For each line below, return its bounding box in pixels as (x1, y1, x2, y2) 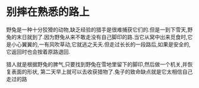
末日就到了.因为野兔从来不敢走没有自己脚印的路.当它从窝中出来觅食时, (16, 33, 188, 40)
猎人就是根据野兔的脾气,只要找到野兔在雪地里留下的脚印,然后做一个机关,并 (6, 60, 188, 68)
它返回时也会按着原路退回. (6, 48, 71, 55)
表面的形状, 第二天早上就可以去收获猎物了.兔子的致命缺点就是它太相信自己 (11, 68, 193, 75)
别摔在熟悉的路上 (6, 5, 90, 19)
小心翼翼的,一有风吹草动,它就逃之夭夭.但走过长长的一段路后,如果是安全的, (11, 41, 191, 48)
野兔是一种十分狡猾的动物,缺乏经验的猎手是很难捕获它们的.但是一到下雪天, (6, 26, 188, 33)
